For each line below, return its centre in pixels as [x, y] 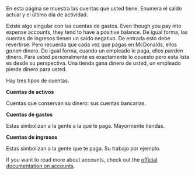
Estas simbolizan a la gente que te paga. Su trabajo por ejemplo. [83, 148]
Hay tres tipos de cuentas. [38, 80]
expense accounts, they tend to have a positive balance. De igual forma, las [97, 32]
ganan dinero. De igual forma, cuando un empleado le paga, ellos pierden [95, 51]
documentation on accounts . [41, 166]
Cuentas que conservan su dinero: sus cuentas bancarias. [76, 103]
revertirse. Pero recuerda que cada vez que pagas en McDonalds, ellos [91, 44]
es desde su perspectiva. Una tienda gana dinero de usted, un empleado [93, 63]
